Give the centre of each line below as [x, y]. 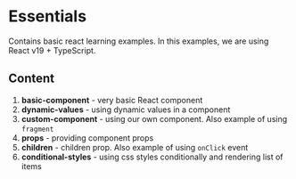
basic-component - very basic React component [112, 100]
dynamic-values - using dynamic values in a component [126, 110]
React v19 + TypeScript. [52, 50]
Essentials [47, 16]
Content [32, 79]
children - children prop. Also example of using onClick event [135, 147]
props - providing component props [87, 138]
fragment [37, 129]
